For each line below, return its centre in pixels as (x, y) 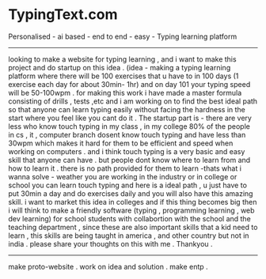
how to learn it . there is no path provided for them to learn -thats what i (125, 168)
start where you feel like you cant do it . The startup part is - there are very (130, 118)
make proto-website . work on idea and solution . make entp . (108, 266)
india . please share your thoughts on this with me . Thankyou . (110, 243)
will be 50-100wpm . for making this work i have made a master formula (125, 92)
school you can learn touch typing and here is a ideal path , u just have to (128, 185)
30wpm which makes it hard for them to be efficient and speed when (121, 143)
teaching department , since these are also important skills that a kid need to (133, 227)
